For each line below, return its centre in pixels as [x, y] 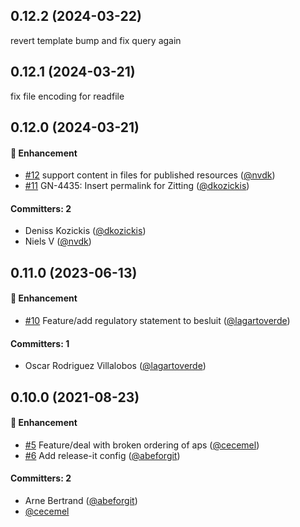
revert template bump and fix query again [96, 40]
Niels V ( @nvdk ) [58, 241]
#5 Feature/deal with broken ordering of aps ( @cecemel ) [142, 445]
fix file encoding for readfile [67, 96]
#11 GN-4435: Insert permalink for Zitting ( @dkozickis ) [137, 186]
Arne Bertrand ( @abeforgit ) [81, 501]
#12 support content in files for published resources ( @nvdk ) [150, 175]
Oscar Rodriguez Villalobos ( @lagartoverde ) [115, 366]
